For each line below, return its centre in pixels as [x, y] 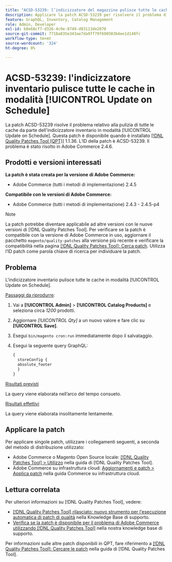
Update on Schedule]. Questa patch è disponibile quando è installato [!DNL [84, 136]
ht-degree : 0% [20, 48]
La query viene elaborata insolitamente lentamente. [59, 413]
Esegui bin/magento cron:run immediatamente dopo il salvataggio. [83, 336]
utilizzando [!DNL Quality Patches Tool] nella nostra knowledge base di [88, 528]
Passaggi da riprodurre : [30, 295]
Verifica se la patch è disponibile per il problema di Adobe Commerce [86, 523]
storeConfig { [33, 360]
